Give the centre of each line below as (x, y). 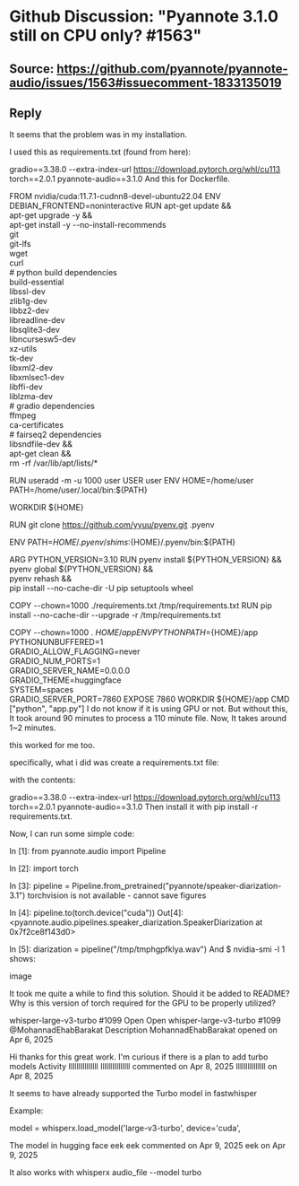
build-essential (37, 282)
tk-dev (21, 358)
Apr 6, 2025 (31, 1040)
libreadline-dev (37, 320)
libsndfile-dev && (41, 444)
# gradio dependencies (52, 406)
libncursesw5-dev (43, 339)
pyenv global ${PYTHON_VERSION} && (81, 569)
